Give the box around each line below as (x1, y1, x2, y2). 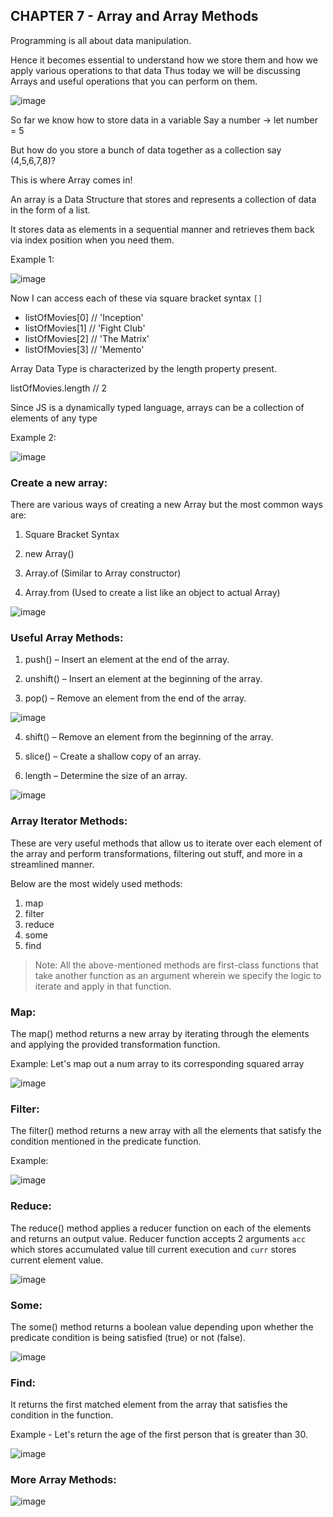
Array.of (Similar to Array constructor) (24, 567, 182, 579)
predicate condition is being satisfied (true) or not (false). (10, 1331, 246, 1343)
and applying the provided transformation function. (10, 1039, 221, 1050)
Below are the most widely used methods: (10, 877, 183, 889)
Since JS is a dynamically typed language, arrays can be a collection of (10, 401, 305, 413)
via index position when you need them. (10, 234, 175, 246)
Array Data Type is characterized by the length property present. (10, 362, 277, 374)
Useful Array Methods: (10, 631, 124, 645)
